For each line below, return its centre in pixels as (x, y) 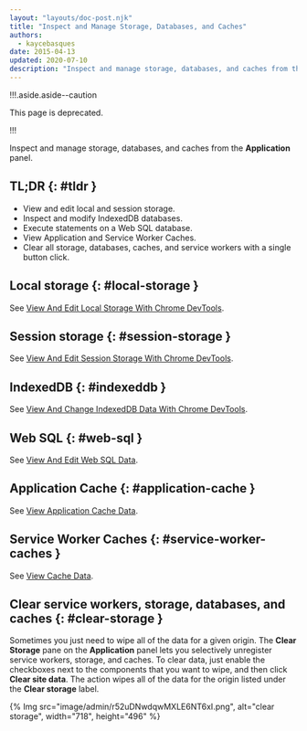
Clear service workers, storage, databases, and (148, 604)
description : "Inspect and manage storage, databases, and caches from (148, 69)
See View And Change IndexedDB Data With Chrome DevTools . (129, 409)
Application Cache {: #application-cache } (132, 488)
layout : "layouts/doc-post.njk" (71, 18)
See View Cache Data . (52, 576)
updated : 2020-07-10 (49, 60)
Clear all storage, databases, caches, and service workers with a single (157, 247)
